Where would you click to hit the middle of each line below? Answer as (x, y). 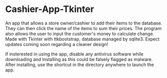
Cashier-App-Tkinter (50, 9)
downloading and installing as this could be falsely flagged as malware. (79, 59)
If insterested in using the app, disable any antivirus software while (74, 54)
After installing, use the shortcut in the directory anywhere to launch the (80, 64)
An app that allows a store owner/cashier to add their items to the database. (84, 23)
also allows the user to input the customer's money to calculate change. (80, 33)
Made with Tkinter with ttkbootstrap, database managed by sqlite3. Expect (82, 39)
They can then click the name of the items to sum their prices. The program (83, 28)
